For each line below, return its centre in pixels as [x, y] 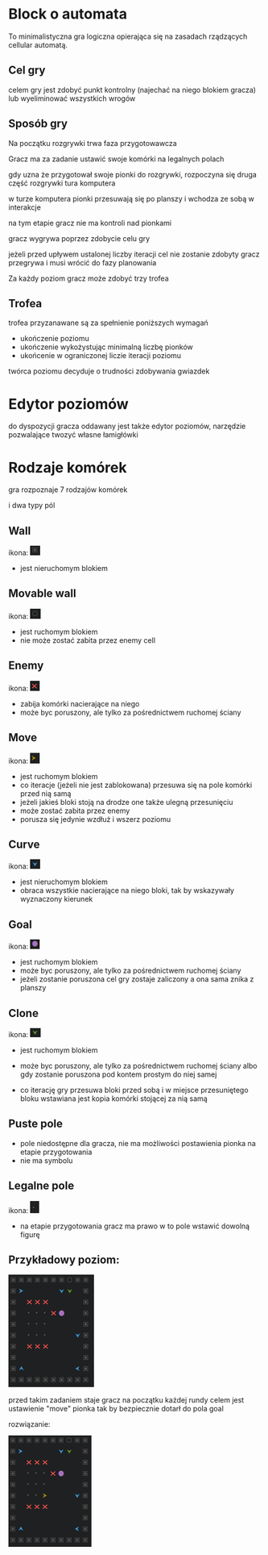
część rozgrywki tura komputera [62, 183]
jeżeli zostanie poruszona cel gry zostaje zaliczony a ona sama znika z [137, 979]
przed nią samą [45, 793]
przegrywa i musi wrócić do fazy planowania [82, 262]
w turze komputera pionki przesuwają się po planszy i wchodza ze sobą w [132, 198]
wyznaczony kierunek [56, 899]
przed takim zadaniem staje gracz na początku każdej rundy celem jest [126, 1400]
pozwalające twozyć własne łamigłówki [73, 435]
